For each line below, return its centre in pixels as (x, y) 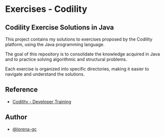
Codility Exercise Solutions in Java (59, 27)
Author (16, 117)
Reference (22, 90)
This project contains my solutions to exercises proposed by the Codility (79, 39)
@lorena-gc (25, 129)
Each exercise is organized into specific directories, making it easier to (77, 69)
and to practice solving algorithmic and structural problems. (66, 59)
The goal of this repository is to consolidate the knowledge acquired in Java (82, 54)
